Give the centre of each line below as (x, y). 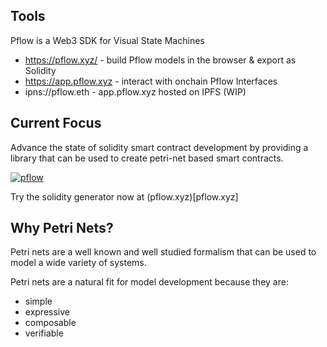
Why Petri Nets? (62, 228)
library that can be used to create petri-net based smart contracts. (147, 158)
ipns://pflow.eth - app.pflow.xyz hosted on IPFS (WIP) (135, 91)
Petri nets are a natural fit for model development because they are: (149, 282)
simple (38, 301)
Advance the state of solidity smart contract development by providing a (159, 147)
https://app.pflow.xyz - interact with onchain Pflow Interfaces (151, 81)
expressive (47, 312)
